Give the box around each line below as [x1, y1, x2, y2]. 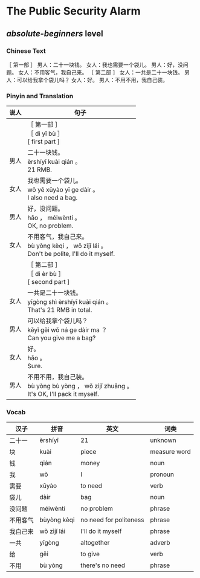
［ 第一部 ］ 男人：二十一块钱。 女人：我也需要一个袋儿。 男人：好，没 [6, 61, 183, 68]
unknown [150, 436, 176, 445]
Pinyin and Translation [6, 92, 74, 100]
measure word [150, 448, 192, 456]
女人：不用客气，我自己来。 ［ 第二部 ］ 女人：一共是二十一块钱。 [18, 69, 183, 76]
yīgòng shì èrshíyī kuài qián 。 [27, 298, 113, 306]
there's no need [80, 561, 126, 570]
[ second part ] [27, 278, 70, 286]
